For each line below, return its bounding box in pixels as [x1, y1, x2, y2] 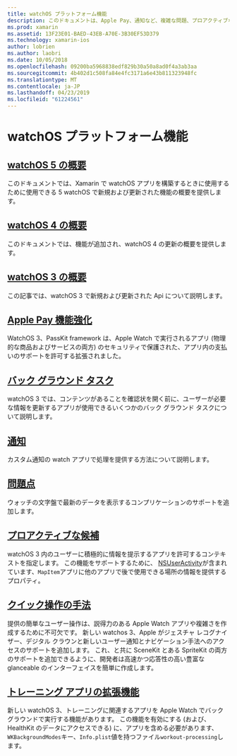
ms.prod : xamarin [7, 23, 59, 30]
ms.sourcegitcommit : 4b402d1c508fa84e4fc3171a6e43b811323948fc [7, 69, 197, 76]
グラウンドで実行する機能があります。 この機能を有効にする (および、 [7, 715, 210, 723]
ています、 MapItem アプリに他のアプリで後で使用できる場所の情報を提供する [7, 567, 227, 575]
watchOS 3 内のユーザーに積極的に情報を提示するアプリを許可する [7, 549, 202, 558]
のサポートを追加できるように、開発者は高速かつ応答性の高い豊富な [7, 654, 205, 663]
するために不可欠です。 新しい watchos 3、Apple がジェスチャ [13, 628, 195, 636]
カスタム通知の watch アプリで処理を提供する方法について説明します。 [7, 455, 214, 464]
